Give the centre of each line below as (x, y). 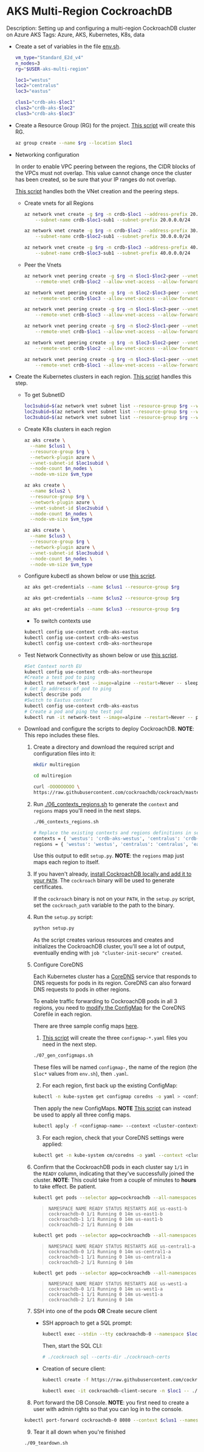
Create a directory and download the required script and (104, 747)
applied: (52, 1144)
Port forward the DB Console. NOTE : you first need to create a (111, 1402)
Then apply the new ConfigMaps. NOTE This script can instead (112, 1109)
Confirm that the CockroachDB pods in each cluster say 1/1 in (111, 1167)
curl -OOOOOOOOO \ (56, 787)
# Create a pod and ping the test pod (73, 712)
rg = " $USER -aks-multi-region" (52, 69)
